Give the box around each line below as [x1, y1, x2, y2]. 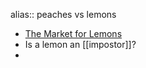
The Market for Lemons [24, 28, 123, 39]
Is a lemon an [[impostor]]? [24, 39, 137, 50]
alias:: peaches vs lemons [10, 9, 117, 20]
